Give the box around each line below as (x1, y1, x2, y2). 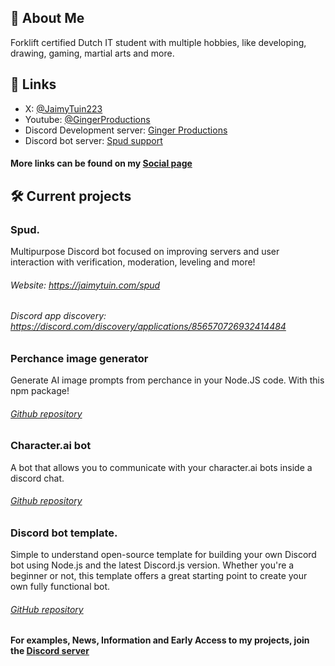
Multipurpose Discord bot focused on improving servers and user (10, 245, 280, 257)
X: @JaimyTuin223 (24, 102, 103, 115)
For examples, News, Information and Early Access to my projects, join (10, 634, 310, 646)
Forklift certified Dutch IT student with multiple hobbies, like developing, (10, 36, 307, 48)
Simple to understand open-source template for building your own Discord (10, 549, 317, 561)
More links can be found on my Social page (10, 157, 193, 170)
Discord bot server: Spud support (24, 134, 163, 146)
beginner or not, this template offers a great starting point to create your (10, 570, 308, 582)
